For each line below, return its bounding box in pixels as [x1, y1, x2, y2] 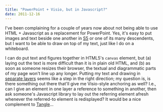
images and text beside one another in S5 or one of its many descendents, [5, 35, 154, 41]
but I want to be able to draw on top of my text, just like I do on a [5, 40, 134, 46]
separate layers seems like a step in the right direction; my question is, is [5, 76, 151, 81]
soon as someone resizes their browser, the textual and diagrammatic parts [5, 65, 156, 71]
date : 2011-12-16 [5, 12, 40, 16]
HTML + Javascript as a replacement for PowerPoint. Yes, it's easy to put [5, 30, 152, 36]
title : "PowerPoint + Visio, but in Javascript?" [5, 7, 108, 12]
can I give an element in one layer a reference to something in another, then [5, 86, 157, 92]
